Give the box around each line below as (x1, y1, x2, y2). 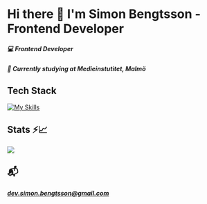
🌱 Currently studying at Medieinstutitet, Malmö (7, 65, 146, 73)
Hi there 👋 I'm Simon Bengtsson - (7, 6, 201, 22)
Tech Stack (7, 84, 57, 96)
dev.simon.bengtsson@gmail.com (7, 189, 109, 197)
